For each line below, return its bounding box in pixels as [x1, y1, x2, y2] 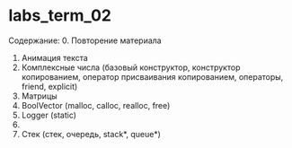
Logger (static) [21, 109, 77, 120]
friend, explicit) [21, 81, 78, 91]
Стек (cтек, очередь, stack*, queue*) [21, 128, 161, 139]
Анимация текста [21, 52, 89, 63]
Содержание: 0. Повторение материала [8, 35, 163, 46]
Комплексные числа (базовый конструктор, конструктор [21, 62, 241, 73]
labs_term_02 [8, 5, 111, 26]
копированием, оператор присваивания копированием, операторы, [21, 71, 284, 82]
